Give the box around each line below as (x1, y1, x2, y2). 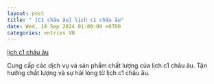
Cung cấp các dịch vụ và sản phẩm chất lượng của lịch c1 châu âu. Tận (7, 61, 208, 70)
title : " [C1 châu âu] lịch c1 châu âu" (7, 17, 125, 23)
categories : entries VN (7, 29, 75, 36)
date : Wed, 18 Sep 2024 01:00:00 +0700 (7, 23, 121, 30)
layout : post (7, 10, 45, 17)
